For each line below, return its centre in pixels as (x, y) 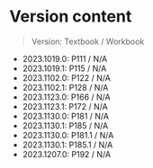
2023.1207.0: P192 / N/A (66, 154)
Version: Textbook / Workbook (88, 41)
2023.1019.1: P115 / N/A (64, 68)
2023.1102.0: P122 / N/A (66, 77)
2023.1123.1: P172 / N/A (65, 106)
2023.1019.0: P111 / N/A (65, 58)
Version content (71, 17)
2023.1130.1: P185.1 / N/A (67, 145)
